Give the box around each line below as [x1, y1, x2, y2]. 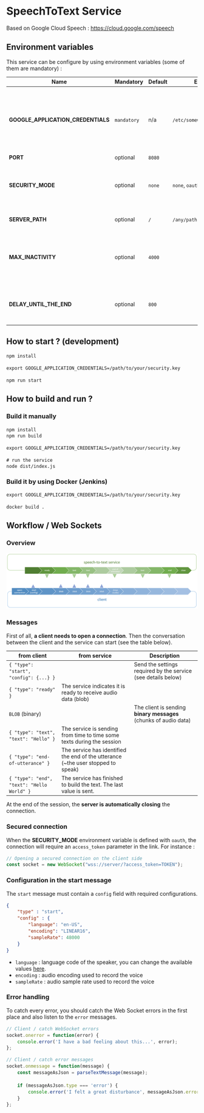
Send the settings [134, 661, 178, 668]
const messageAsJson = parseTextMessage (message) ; [17, 1070, 148, 1076]
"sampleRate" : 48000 [28, 934, 80, 941]
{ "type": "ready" [8, 686, 56, 693]
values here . [15, 965, 47, 972]
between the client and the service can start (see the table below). [6, 638, 173, 646]
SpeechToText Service [6, 4, 122, 18]
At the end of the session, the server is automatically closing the [6, 801, 171, 808]
